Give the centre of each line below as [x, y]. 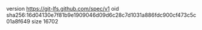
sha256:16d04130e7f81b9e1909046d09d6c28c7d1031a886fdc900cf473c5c [101, 15]
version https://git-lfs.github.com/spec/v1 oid [63, 9]
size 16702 [45, 21]
